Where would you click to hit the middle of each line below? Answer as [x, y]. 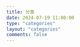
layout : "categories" [34, 29]
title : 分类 [20, 12]
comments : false [27, 35]
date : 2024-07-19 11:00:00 [40, 18]
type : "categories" [31, 23]
